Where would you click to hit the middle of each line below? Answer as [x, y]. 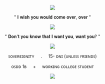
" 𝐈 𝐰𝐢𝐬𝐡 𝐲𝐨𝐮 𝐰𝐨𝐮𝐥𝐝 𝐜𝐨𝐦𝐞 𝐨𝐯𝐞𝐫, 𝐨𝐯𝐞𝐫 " [52, 17]
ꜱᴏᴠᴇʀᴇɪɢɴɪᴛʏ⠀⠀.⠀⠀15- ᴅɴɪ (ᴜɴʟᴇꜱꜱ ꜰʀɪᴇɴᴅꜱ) [52, 56]
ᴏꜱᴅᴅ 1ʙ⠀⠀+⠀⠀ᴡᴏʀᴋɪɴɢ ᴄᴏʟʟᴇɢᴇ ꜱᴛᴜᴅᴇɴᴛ [52, 66]
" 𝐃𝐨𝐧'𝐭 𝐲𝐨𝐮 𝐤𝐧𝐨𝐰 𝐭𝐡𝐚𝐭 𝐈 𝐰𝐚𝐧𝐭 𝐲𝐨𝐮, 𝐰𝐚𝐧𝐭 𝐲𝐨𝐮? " [52, 36]
